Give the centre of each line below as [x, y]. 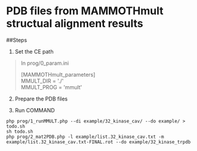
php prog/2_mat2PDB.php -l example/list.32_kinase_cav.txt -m [85, 137]
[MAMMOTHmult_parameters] [58, 74]
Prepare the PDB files [41, 99]
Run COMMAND [35, 110]
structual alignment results [75, 23]
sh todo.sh [20, 131]
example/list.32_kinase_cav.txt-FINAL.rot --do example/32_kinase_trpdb [98, 142]
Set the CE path [34, 51]
